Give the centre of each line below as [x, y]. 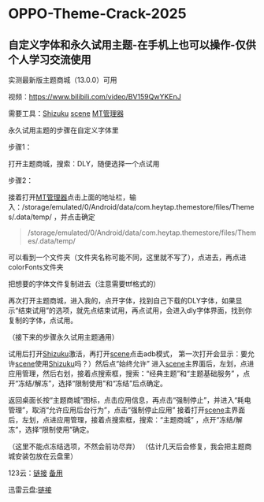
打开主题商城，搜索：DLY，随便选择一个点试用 [84, 164]
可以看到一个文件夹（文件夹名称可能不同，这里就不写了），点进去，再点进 [127, 257]
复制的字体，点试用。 [43, 320]
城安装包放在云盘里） [43, 456]
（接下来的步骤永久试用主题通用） [63, 337]
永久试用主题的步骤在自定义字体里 [63, 130]
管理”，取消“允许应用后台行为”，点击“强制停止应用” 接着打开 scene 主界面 [127, 410]
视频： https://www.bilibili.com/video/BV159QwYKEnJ [95, 97]
